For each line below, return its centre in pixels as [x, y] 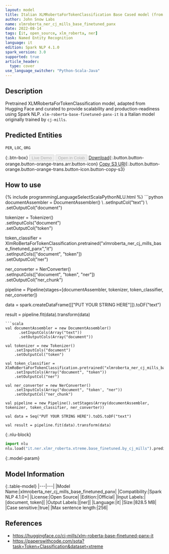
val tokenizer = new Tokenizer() [40, 346]
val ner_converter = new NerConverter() [48, 386]
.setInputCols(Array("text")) [50, 333]
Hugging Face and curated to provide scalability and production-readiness [82, 108]
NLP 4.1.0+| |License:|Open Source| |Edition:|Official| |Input [67, 497]
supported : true [22, 57]
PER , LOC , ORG [18, 147]
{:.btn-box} [17, 157]
